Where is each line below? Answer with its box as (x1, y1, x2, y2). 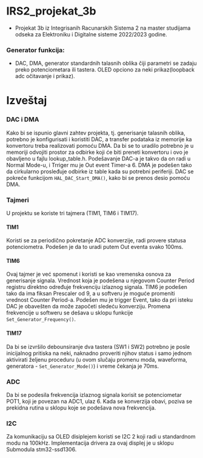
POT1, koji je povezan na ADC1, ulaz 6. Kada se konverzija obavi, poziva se (6, 397, 193, 405)
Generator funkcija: (6, 45, 65, 54)
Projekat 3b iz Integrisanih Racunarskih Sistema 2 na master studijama (15, 24, 191, 32)
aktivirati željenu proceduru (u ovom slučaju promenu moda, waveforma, (6, 356, 188, 363)
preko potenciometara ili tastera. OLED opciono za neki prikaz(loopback (15, 66, 195, 73)
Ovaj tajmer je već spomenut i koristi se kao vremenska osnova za (6, 271, 171, 278)
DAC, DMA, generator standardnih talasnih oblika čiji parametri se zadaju (15, 59, 197, 67)
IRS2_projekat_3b (6, 4, 96, 18)
